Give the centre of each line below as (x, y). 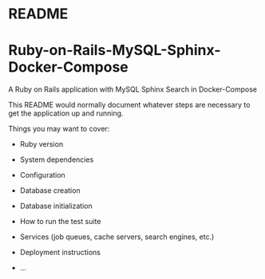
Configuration (42, 175)
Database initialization (56, 206)
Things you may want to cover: (59, 129)
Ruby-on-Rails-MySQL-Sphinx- (115, 51)
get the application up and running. (66, 113)
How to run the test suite (60, 222)
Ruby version (42, 144)
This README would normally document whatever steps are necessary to (129, 105)
